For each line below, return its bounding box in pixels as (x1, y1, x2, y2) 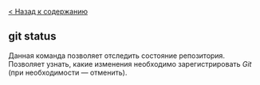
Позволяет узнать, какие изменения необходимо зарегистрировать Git (8, 59, 252, 68)
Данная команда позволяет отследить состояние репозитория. (8, 51, 226, 60)
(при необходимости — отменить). (8, 68, 128, 77)
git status (8, 29, 57, 43)
